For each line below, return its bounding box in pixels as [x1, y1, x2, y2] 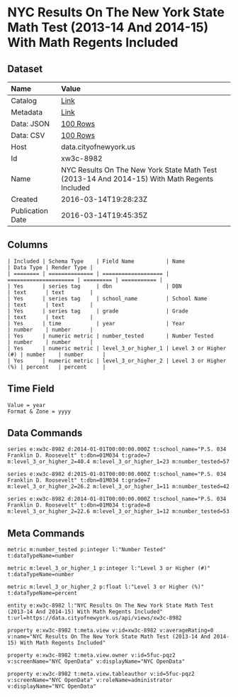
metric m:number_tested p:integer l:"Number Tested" [7, 546, 166, 553]
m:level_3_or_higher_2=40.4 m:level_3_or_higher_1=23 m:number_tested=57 [7, 458, 230, 465]
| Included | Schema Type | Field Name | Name [7, 257, 186, 265]
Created [11, 195, 38, 204]
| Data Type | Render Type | [7, 264, 93, 271]
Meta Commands [7, 527, 85, 539]
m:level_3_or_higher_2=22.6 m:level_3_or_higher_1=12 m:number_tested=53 [7, 508, 230, 515]
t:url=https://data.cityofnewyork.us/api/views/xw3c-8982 [7, 615, 182, 622]
